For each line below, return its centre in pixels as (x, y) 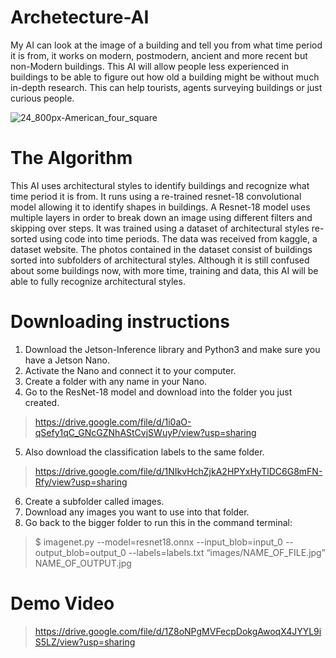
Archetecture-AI (80, 17)
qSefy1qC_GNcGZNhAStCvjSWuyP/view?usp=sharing (145, 432)
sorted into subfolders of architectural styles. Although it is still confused (160, 260)
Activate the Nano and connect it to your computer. (130, 370)
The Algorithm (71, 158)
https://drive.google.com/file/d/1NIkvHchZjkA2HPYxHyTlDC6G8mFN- (178, 471)
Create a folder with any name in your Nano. (116, 381)
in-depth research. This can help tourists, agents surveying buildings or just (166, 87)
